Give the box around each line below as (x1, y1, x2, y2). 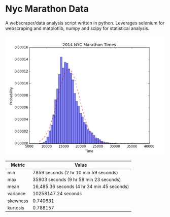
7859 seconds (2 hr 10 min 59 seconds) (32, 169, 118, 175)
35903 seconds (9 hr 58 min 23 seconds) (32, 176, 121, 182)
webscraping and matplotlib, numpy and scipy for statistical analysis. (5, 25, 150, 31)
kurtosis (7, 204, 24, 211)
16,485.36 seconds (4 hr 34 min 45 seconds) (32, 183, 129, 190)
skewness (7, 198, 29, 204)
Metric (11, 162, 25, 168)
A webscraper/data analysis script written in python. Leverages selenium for (5, 20, 165, 26)
